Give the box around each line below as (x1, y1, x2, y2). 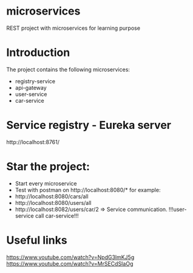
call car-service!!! (35, 212, 79, 219)
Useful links (6, 233, 68, 247)
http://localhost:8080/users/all (15, 199, 92, 206)
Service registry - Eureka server (6, 119, 172, 132)
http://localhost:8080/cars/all (15, 193, 89, 200)
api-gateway (15, 84, 47, 91)
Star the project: (6, 160, 90, 173)
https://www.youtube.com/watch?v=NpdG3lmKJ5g (6, 254, 135, 261)
